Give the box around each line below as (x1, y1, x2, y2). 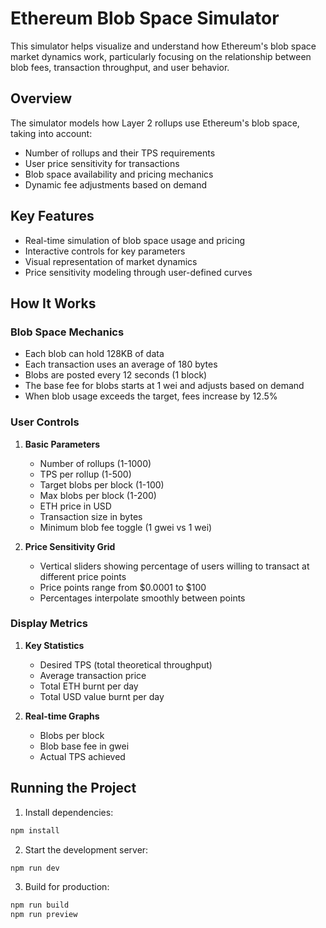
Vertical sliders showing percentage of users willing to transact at (39, 560, 310, 572)
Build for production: (24, 881, 110, 893)
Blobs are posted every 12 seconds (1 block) (24, 369, 208, 381)
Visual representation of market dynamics (24, 255, 198, 267)
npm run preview (10, 910, 78, 920)
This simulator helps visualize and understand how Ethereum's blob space (10, 40, 317, 52)
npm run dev (10, 863, 60, 873)
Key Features (10, 208, 95, 225)
